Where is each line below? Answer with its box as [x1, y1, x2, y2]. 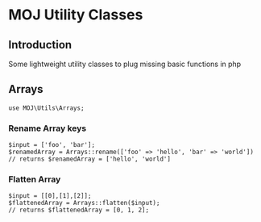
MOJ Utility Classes [8, 6, 143, 24]
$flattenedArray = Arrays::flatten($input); [8, 199, 160, 207]
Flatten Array [8, 174, 61, 185]
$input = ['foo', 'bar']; [8, 141, 95, 149]
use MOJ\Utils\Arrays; [8, 103, 85, 112]
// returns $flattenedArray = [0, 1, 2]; [8, 206, 150, 215]
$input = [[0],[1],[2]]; [8, 192, 92, 200]
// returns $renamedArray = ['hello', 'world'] [8, 155, 172, 163]
